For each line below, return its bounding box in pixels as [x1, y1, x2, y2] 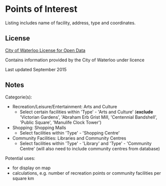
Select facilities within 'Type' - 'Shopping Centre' [19, 130, 120, 136]
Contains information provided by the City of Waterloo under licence [5, 57, 145, 63]
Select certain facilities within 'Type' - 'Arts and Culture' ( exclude [19, 109, 154, 115]
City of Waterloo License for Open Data [5, 47, 86, 53]
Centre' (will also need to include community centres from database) [19, 145, 160, 151]
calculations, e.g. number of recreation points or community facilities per [12, 170, 161, 176]
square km [12, 175, 34, 181]
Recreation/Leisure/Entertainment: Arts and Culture [12, 103, 117, 109]
